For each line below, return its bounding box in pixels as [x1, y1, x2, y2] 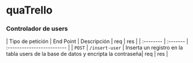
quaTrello [6, 4, 53, 17]
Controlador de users [6, 25, 69, 33]
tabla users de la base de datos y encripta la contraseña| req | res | [6, 51, 168, 58]
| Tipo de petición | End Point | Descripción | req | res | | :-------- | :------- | [6, 38, 189, 45]
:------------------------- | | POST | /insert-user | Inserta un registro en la [6, 44, 183, 51]
